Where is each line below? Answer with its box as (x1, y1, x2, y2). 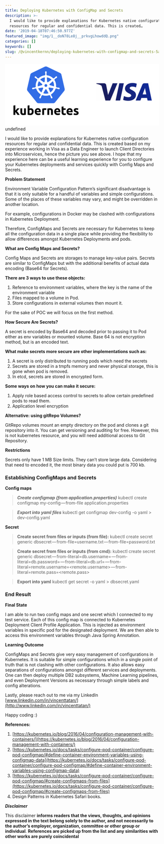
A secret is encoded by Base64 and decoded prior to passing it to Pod (5, 329, 146, 334)
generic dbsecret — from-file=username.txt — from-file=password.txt (17, 538, 155, 544)
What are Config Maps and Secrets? (5, 245, 80, 251)
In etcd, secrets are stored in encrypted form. (12, 373, 104, 380)
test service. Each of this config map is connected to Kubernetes (5, 617, 136, 623)
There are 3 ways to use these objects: (5, 275, 85, 281)
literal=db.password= (17, 559, 60, 564)
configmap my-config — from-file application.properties (17, 500, 129, 506)
